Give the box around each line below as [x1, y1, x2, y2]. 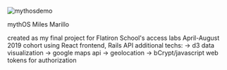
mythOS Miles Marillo [7, 20, 70, 28]
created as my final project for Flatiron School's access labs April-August [7, 34, 220, 42]
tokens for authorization [7, 56, 77, 64]
